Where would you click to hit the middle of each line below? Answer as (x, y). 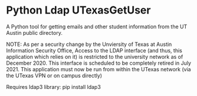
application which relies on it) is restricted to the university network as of (95, 57)
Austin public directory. (35, 32)
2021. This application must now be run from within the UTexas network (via (98, 69)
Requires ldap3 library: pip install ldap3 (54, 87)
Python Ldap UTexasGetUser (78, 10)
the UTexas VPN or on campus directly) (54, 75)
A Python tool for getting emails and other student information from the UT (97, 27)
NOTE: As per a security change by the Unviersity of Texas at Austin (89, 44)
